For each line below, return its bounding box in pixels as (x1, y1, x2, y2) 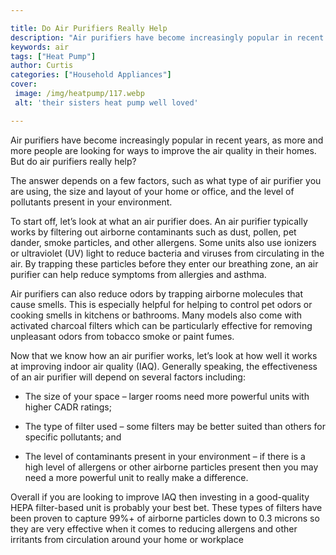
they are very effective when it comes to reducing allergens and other (10, 522, 298, 535)
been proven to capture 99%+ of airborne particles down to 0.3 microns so (10, 512, 320, 524)
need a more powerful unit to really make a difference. (24, 471, 249, 483)
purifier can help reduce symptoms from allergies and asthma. (10, 268, 267, 280)
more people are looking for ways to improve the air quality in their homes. (10, 144, 317, 156)
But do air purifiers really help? (10, 155, 137, 167)
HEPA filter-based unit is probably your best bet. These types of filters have (10, 501, 323, 513)
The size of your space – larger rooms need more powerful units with (24, 390, 310, 402)
